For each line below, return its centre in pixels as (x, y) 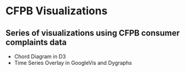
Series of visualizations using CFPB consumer (93, 33)
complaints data (36, 42)
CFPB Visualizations (56, 11)
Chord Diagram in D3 (40, 57)
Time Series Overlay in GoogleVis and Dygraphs (73, 63)
